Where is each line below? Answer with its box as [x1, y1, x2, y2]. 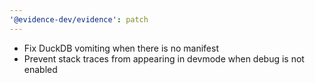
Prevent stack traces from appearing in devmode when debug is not [23, 52, 305, 65]
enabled [23, 63, 58, 75]
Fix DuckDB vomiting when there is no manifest [23, 42, 219, 54]
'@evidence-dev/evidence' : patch [9, 14, 149, 25]
